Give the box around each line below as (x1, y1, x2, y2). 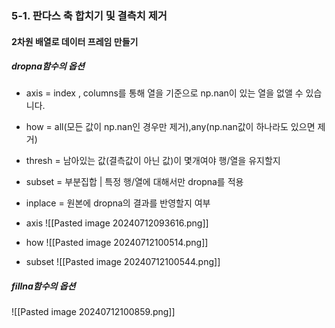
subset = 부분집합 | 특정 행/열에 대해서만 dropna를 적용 (25, 176, 244, 188)
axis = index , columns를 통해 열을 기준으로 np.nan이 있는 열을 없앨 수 (25, 87, 304, 99)
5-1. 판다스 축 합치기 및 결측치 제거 (11, 8, 168, 22)
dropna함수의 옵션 (11, 60, 85, 72)
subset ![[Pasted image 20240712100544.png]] (25, 256, 221, 268)
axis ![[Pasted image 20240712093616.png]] (25, 217, 209, 229)
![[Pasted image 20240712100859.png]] (11, 306, 176, 318)
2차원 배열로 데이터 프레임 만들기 (11, 35, 139, 47)
